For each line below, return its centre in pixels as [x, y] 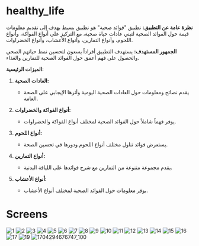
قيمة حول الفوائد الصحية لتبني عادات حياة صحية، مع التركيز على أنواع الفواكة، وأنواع [98, 33]
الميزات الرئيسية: [25, 69]
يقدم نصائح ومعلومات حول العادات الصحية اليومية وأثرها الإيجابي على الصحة [106, 92]
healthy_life [36, 11]
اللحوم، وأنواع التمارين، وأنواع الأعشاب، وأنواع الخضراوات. [70, 40]
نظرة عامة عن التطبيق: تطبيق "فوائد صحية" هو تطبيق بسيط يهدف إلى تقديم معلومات [99, 27]
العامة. [31, 98]
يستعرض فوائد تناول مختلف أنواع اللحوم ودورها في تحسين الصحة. [96, 144]
